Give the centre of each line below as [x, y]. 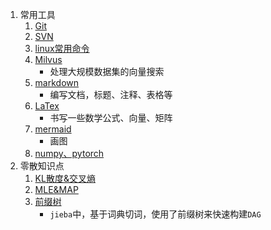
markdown [57, 82]
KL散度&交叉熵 [65, 178]
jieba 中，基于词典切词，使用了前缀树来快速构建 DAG [155, 214]
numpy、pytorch [69, 153]
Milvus [48, 59]
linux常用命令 [62, 48]
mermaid [53, 129]
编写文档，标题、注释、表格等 [111, 94]
